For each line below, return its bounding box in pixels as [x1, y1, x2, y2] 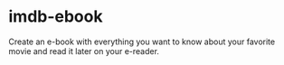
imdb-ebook [8, 6, 103, 27]
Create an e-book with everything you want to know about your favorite [8, 36, 276, 47]
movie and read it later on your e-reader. [8, 45, 160, 56]
